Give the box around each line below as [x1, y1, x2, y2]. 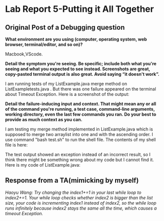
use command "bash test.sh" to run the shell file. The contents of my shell [5, 137, 156, 142]
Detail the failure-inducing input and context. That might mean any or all [5, 101, 157, 107]
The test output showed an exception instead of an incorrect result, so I [5, 152, 151, 157]
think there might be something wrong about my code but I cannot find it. [5, 157, 154, 163]
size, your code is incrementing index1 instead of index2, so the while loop [5, 200, 157, 206]
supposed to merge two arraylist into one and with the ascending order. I [5, 132, 153, 137]
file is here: [5, 142, 28, 148]
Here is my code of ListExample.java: [5, 162, 81, 168]
